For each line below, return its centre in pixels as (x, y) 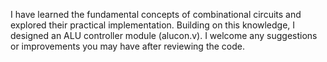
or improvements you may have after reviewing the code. (128, 46)
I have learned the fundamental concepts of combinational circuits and (156, 14)
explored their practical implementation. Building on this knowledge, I (153, 25)
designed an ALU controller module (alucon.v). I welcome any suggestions (164, 35)
